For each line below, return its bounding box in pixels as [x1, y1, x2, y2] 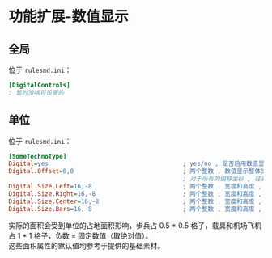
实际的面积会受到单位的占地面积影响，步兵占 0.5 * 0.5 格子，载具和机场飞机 [8, 220, 262, 231]
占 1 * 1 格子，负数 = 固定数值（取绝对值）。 [8, 231, 153, 240]
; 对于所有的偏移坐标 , [181, 175, 252, 183]
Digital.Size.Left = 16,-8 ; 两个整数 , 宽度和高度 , [8, 183, 262, 191]
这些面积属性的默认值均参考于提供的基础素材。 [8, 240, 164, 251]
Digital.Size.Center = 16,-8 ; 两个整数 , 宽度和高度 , [8, 197, 262, 205]
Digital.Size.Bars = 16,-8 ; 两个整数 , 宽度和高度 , [8, 205, 262, 213]
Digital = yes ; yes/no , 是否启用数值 [8, 159, 259, 168]
